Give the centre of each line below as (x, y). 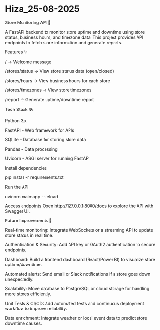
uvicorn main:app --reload (32, 196)
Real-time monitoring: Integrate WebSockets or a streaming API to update (79, 230)
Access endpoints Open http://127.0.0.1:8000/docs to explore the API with (79, 206)
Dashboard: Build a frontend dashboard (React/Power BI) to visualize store (80, 259)
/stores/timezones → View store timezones (48, 90)
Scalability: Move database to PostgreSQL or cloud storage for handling (77, 288)
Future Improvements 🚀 (29, 220)
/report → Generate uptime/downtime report (50, 99)
